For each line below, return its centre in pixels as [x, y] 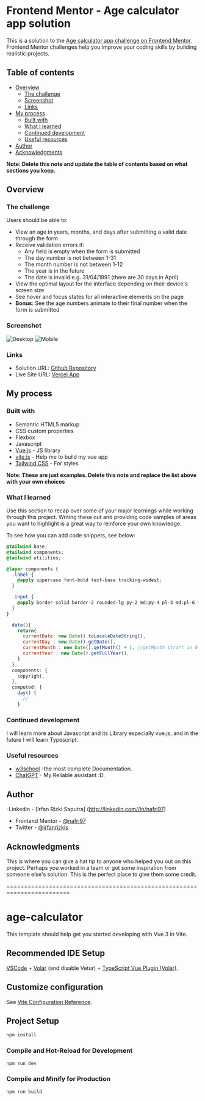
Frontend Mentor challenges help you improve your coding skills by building [102, 47]
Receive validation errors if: [49, 245]
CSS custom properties [45, 431]
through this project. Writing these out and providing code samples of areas [102, 517]
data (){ [22, 625]
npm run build [24, 1092]
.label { [23, 575]
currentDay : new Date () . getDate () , [69, 642]
